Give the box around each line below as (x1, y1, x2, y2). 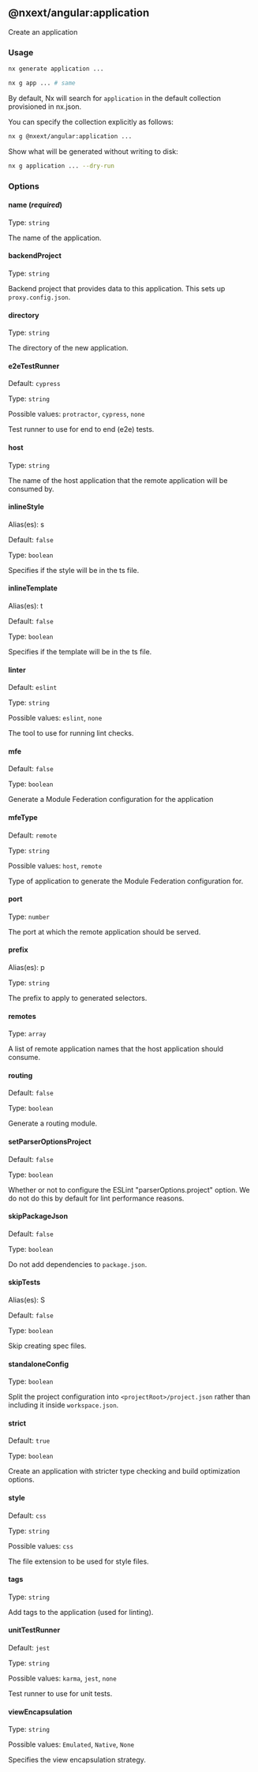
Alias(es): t (8, 601, 43, 610)
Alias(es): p (8, 962, 45, 972)
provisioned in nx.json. (8, 102, 82, 111)
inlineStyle (8, 502, 45, 511)
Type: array (8, 1029, 47, 1039)
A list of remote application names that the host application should (8, 1044, 223, 1054)
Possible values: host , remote (8, 860, 103, 871)
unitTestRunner (8, 1625, 61, 1635)
